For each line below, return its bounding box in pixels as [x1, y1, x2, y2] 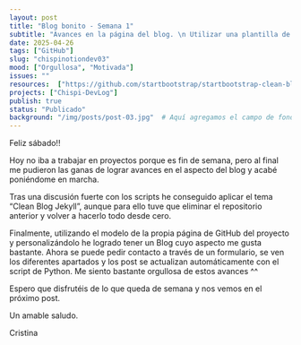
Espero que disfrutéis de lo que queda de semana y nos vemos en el [9, 283, 262, 294]
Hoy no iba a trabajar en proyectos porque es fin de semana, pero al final [9, 155, 279, 166]
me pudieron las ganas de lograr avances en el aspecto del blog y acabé [9, 165, 278, 176]
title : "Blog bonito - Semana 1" [9, 22, 134, 30]
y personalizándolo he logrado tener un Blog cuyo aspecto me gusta [9, 237, 262, 248]
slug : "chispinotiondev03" [9, 55, 110, 64]
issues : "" [9, 72, 50, 81]
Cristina [9, 328, 39, 339]
